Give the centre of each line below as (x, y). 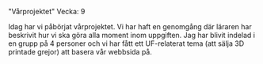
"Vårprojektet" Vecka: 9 (47, 11)
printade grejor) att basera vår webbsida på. (80, 52)
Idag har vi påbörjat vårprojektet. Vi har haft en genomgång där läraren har (130, 26)
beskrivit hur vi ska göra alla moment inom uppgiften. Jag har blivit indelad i (132, 35)
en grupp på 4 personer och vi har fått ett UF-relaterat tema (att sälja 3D (126, 43)
